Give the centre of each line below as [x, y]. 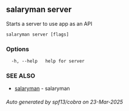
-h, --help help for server [48, 61]
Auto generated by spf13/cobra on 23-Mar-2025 [65, 102]
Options [18, 49]
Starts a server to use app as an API [49, 23]
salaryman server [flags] [37, 34]
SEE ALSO [21, 76]
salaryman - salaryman [42, 89]
